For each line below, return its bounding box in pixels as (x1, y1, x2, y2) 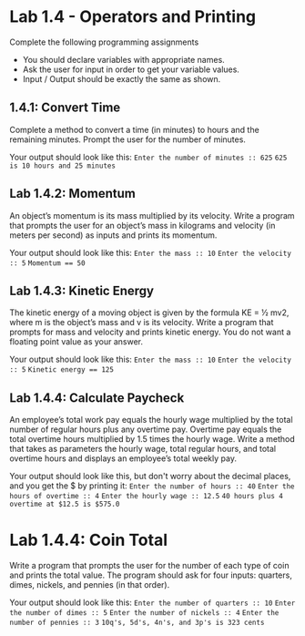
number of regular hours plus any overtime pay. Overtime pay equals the (9, 424, 282, 435)
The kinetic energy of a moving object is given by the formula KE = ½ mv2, (9, 307, 290, 318)
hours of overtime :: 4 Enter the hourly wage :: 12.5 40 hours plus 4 (9, 492, 284, 501)
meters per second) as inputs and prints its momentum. (9, 230, 218, 241)
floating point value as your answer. (9, 336, 144, 347)
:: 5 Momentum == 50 (9, 258, 86, 268)
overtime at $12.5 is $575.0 (9, 499, 120, 509)
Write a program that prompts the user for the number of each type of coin (9, 560, 290, 571)
